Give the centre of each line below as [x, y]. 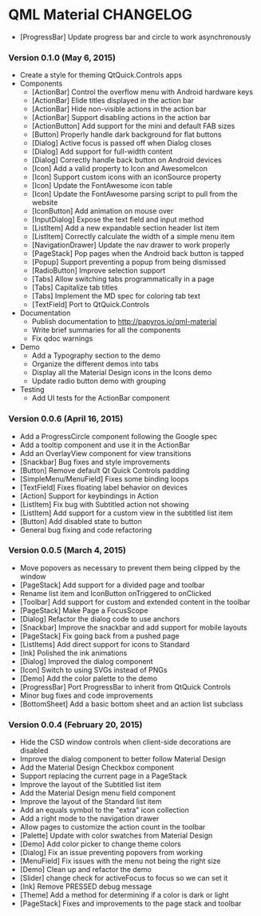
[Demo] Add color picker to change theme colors [100, 844]
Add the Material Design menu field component [97, 793]
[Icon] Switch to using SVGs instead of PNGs [93, 670]
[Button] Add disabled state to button [81, 521]
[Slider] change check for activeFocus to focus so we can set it [124, 878]
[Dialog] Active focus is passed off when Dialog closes [121, 143]
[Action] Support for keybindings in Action [89, 496]
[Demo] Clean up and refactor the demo [85, 870]
